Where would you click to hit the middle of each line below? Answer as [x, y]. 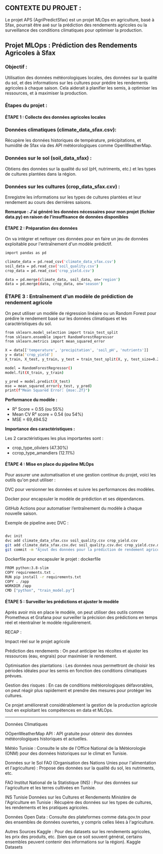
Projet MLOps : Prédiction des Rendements [71, 45]
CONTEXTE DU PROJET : [43, 8]
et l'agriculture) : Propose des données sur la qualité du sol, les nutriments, [80, 768]
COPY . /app [17, 581]
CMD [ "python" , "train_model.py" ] [40, 591]
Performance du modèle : [31, 400]
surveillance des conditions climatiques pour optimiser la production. [74, 30]
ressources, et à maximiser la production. [46, 93]
